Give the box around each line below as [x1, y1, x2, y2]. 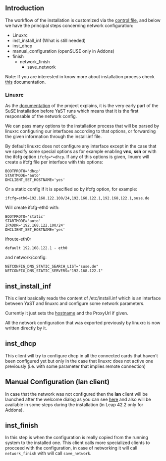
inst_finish [5, 421, 39, 430]
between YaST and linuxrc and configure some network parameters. [5, 300, 145, 306]
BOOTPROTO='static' [5, 214, 46, 219]
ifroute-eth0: [5, 236, 31, 242]
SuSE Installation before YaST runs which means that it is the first [5, 108, 139, 114]
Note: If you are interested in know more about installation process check [5, 73, 155, 79]
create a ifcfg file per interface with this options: [5, 159, 103, 165]
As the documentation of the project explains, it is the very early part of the [5, 103, 159, 109]
